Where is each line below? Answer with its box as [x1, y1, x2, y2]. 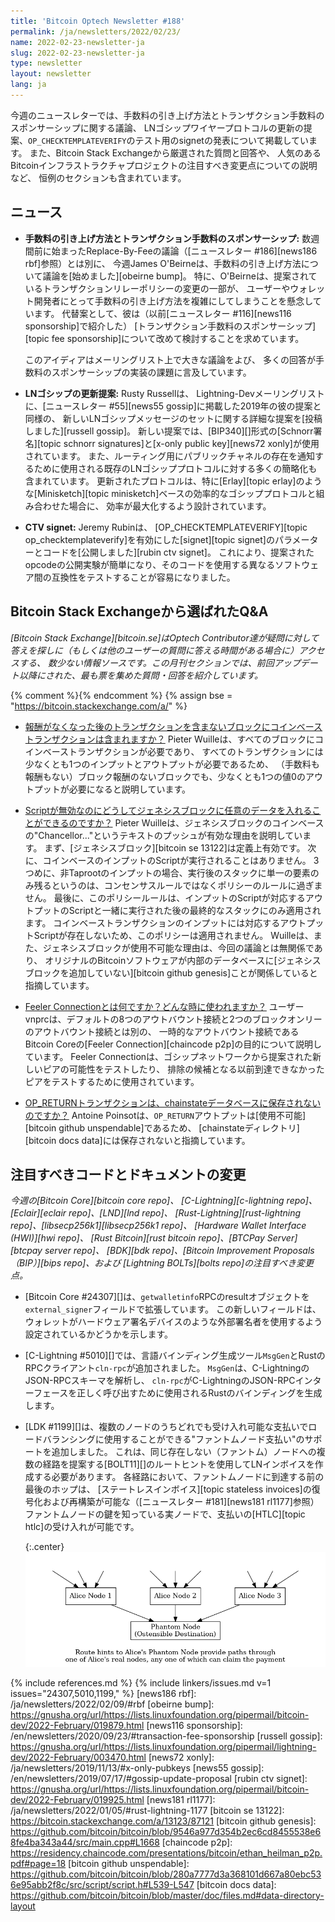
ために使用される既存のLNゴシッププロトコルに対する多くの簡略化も [33, 462, 318, 474]
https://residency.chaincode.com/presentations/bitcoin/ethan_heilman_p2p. [10, 1846, 323, 1859]
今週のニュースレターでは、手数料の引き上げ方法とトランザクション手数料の [10, 109, 325, 121]
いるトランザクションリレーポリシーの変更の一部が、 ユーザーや [24, 282, 291, 294]
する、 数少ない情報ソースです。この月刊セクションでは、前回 [18, 656, 275, 669]
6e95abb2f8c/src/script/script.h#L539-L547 [10, 1878, 195, 1890]
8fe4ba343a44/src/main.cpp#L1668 [10, 1836, 160, 1848]
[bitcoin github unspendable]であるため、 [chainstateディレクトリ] [24, 1121, 300, 1134]
